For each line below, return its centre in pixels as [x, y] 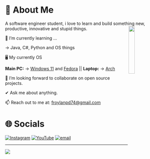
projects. [14, 83]
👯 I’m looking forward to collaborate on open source [58, 78]
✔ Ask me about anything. [31, 93]
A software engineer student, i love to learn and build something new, [75, 23]
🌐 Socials [25, 124]
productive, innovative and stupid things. [46, 28]
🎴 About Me [29, 10]
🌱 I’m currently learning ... [31, 38]
